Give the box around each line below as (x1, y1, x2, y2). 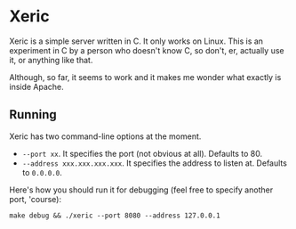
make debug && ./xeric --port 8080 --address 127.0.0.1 (9, 211, 220, 220)
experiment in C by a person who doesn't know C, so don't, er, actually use (9, 45, 284, 55)
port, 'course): (9, 193, 62, 204)
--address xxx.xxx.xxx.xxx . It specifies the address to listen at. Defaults (21, 158, 287, 168)
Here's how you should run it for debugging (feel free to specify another (9, 184, 274, 195)
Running (9, 107, 58, 122)
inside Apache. (9, 81, 64, 92)
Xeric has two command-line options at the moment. (9, 131, 202, 142)
